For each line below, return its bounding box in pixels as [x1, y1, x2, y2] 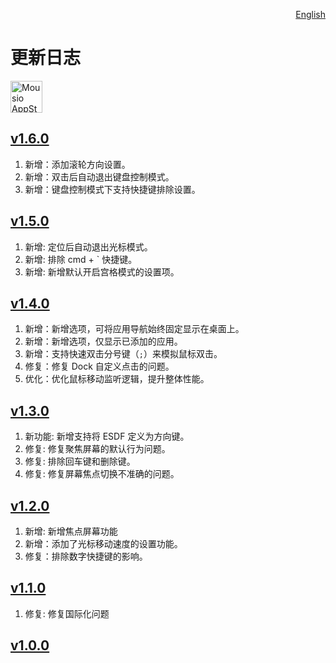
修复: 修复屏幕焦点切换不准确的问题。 [24, 468, 180, 480]
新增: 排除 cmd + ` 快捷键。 [24, 253, 138, 265]
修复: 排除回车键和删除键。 [24, 455, 136, 468]
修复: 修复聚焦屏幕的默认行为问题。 [24, 443, 171, 455]
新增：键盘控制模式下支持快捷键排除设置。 [24, 183, 201, 195]
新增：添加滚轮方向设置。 [24, 158, 131, 170]
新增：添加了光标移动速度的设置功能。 [24, 538, 183, 549]
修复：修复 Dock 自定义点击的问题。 [24, 360, 175, 373]
